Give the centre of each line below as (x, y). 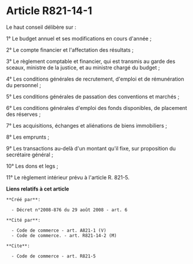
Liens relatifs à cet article (38, 189)
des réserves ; (24, 114)
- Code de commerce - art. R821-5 (54, 256)
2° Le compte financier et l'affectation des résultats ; (70, 50)
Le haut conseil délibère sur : (41, 27)
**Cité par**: (24, 220)
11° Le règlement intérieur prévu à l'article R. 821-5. (68, 177)
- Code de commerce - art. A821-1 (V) (59, 230)
